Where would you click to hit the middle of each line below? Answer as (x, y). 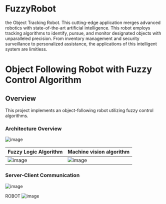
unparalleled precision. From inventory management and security (72, 38)
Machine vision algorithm (98, 152)
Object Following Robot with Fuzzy (79, 69)
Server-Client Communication (42, 175)
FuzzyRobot (31, 9)
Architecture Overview (33, 128)
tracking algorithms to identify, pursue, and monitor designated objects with (83, 33)
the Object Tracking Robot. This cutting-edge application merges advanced (83, 22)
